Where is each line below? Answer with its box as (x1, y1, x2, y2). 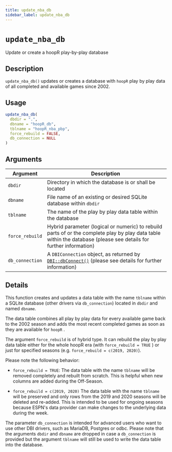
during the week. (12, 409, 49, 416)
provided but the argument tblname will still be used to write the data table (5, 436, 161, 442)
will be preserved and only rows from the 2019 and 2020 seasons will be (12, 393, 166, 400)
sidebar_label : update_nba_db (5, 12, 70, 17)
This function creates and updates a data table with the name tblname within (5, 294, 166, 300)
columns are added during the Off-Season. (12, 378, 103, 384)
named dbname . (5, 305, 37, 311)
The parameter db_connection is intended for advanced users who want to (5, 420, 162, 426)
